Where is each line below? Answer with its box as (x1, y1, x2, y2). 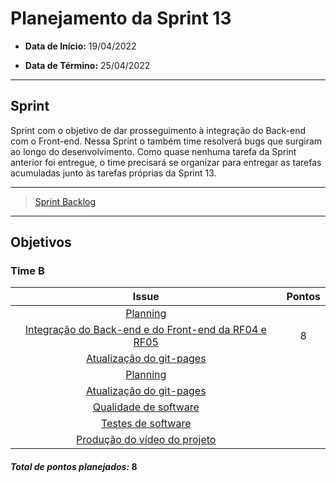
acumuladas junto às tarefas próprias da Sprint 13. (10, 167, 217, 179)
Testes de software (101, 417, 192, 431)
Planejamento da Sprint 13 (10, 7, 232, 30)
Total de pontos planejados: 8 (10, 461, 138, 473)
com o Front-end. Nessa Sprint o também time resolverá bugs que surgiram (10, 135, 323, 147)
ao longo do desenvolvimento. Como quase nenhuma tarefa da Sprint (10, 145, 297, 157)
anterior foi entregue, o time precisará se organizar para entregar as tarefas (10, 156, 322, 168)
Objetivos (10, 234, 72, 251)
